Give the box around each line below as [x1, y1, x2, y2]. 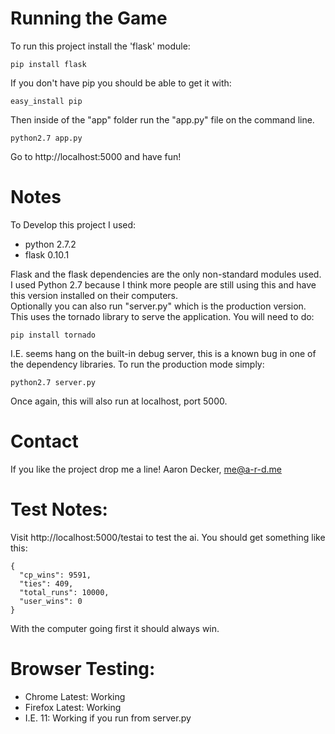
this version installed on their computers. [10, 289, 179, 301]
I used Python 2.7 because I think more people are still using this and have [10, 278, 317, 291]
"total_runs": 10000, [19, 587, 110, 597]
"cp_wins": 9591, [19, 570, 92, 580]
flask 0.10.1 [24, 248, 70, 261]
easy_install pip [10, 96, 83, 106]
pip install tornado [10, 330, 97, 340]
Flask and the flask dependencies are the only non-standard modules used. [10, 268, 322, 280]
